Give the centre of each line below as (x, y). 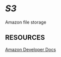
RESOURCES (25, 38)
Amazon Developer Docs (30, 49)
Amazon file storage (26, 22)
